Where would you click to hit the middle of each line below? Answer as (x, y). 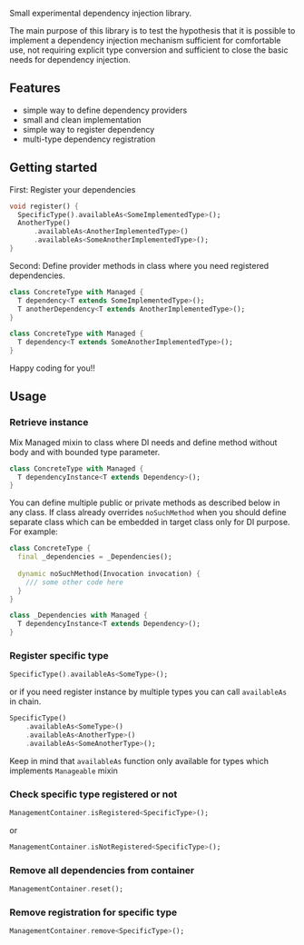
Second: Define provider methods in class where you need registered (139, 265)
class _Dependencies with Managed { (78, 616)
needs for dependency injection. (70, 60)
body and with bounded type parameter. (85, 452)
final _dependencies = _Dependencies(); (95, 557)
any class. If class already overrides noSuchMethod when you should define (148, 512)
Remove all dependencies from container (102, 870)
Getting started (54, 168)
